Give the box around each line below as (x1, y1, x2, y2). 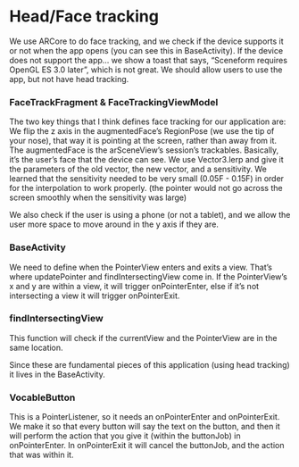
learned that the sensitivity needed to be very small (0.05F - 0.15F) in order (9, 173, 284, 184)
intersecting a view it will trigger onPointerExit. (9, 290, 180, 301)
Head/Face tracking (9, 6, 159, 27)
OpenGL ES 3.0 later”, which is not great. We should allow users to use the (9, 64, 283, 75)
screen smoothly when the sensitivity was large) (9, 192, 187, 203)
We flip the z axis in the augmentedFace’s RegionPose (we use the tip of (9, 126, 275, 137)
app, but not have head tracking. (9, 73, 129, 84)
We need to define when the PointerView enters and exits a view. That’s (9, 262, 272, 272)
